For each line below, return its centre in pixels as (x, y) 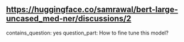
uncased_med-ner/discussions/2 (69, 19)
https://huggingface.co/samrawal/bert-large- (92, 10)
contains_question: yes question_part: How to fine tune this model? (87, 33)
